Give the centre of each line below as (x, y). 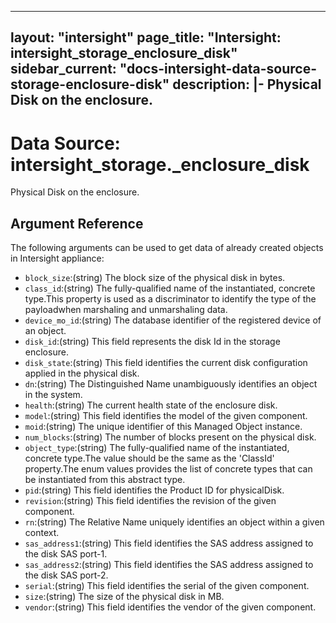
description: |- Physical (247, 84)
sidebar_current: (63, 69)
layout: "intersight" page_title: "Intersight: (146, 37)
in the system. (53, 395)
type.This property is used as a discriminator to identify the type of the (170, 299)
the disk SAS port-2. (66, 575)
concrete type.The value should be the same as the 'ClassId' (149, 458)
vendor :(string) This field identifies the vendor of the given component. (170, 607)
